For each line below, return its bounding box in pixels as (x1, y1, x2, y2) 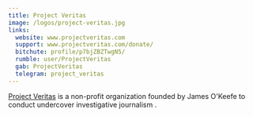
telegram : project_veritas (15, 70, 104, 78)
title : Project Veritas (8, 11, 87, 20)
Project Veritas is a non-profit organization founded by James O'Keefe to (8, 91, 246, 101)
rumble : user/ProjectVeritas (15, 56, 111, 64)
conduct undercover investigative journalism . (8, 100, 157, 109)
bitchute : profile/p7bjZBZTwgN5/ (15, 48, 126, 56)
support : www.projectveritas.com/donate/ (15, 41, 154, 49)
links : (8, 26, 30, 34)
